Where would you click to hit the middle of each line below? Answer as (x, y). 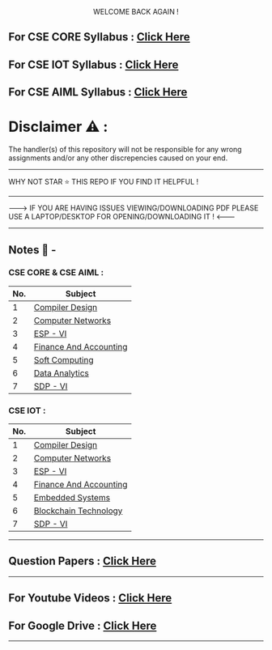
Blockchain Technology (78, 511)
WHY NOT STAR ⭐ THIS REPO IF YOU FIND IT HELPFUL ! (104, 182)
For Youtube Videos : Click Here (90, 598)
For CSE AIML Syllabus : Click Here (98, 92)
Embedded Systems (72, 498)
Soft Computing (64, 359)
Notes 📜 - (32, 250)
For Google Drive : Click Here (83, 625)
